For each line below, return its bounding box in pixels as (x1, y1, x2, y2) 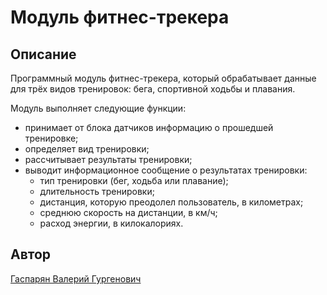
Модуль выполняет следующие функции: (10, 102, 187, 114)
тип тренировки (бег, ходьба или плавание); (39, 175, 229, 186)
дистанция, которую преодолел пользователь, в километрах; (39, 196, 304, 208)
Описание (10, 46, 77, 63)
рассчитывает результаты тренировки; (24, 154, 193, 165)
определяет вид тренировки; (24, 143, 150, 155)
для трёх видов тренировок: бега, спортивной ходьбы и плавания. (10, 83, 296, 95)
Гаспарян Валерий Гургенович (10, 272, 142, 285)
